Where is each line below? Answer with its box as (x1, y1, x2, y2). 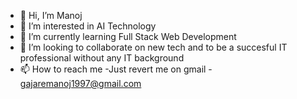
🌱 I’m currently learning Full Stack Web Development (19, 31, 237, 42)
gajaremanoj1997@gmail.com (19, 78, 142, 89)
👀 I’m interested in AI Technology (19, 20, 157, 32)
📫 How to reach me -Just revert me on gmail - (19, 63, 213, 75)
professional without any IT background (19, 52, 185, 64)
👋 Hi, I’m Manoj (19, 10, 83, 21)
